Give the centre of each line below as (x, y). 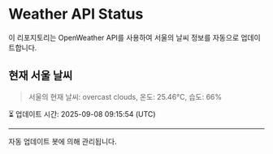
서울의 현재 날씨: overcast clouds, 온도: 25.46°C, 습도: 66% (125, 96)
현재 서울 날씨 (41, 76)
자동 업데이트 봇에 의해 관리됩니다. (63, 141)
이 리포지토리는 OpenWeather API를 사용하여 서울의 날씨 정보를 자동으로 (124, 37)
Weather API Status (76, 14)
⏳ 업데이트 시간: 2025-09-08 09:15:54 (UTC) (82, 113)
